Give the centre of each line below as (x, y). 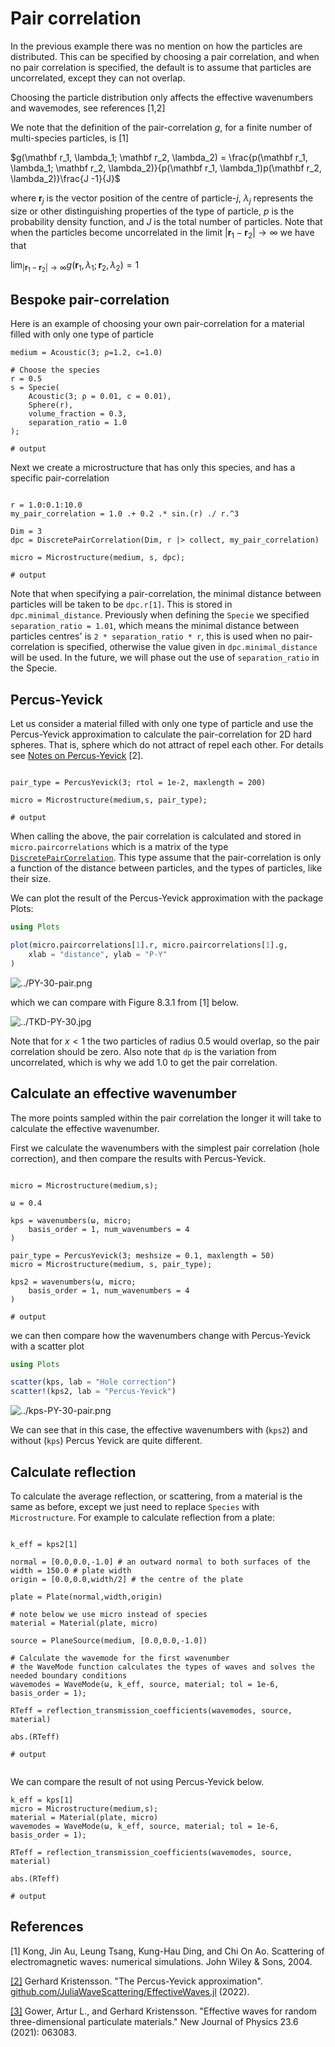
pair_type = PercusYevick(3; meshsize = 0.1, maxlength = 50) (142, 1255)
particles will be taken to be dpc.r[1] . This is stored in (121, 604)
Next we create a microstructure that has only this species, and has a (153, 468)
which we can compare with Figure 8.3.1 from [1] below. (124, 1002)
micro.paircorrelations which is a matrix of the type (119, 847)
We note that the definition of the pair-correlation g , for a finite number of (161, 127)
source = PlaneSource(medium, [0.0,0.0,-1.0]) (109, 1641)
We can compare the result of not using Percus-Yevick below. (137, 1782)
